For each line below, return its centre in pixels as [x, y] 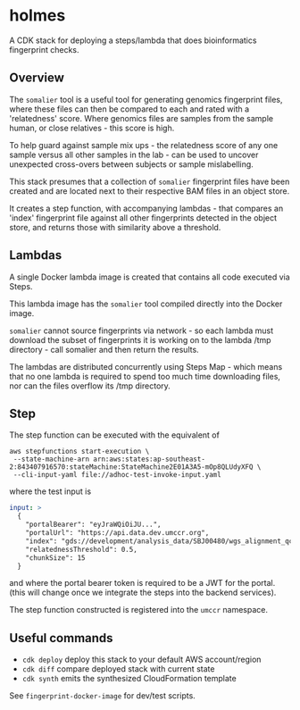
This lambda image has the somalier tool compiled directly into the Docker [146, 304]
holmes [37, 16]
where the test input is [50, 491]
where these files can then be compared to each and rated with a [129, 109]
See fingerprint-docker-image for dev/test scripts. [103, 696]
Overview [37, 78]
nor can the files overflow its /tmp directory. [90, 386]
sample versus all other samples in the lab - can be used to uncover [134, 155]
